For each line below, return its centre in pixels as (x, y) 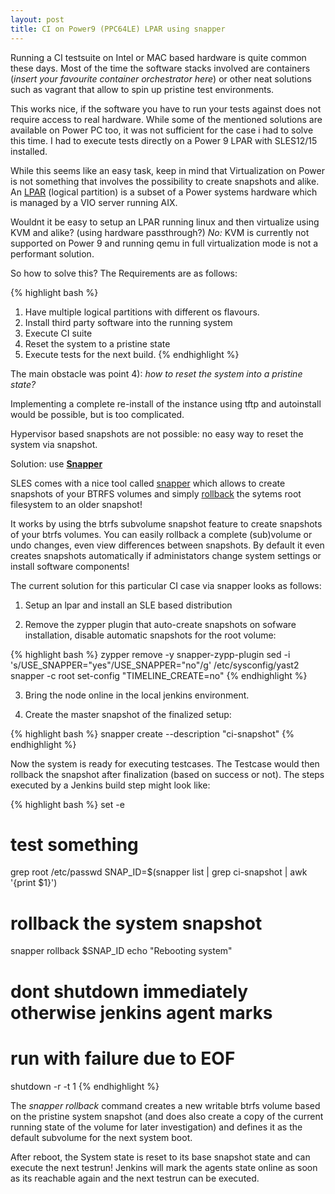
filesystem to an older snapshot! (76, 504)
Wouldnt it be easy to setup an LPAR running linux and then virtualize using (165, 222)
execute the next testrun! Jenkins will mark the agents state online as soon (164, 1167)
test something (74, 844)
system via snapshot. (54, 444)
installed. (29, 151)
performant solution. (52, 253)
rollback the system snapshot (136, 923)
